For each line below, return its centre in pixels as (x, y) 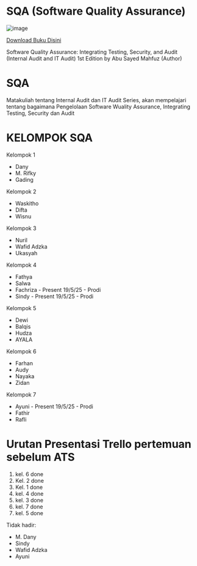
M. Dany (26, 537)
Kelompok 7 (21, 394)
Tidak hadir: (21, 525)
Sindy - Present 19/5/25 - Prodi (54, 296)
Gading (24, 179)
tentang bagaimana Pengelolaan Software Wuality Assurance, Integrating (99, 106)
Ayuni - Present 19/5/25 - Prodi (54, 406)
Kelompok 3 (21, 228)
